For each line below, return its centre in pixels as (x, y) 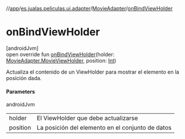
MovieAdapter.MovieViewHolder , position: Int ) (61, 60)
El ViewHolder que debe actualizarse (88, 118)
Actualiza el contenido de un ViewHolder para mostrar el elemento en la (93, 72)
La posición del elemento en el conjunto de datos (104, 128)
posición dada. (24, 78)
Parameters (20, 91)
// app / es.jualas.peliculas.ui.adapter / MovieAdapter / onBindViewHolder (89, 8)
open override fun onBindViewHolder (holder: (60, 54)
